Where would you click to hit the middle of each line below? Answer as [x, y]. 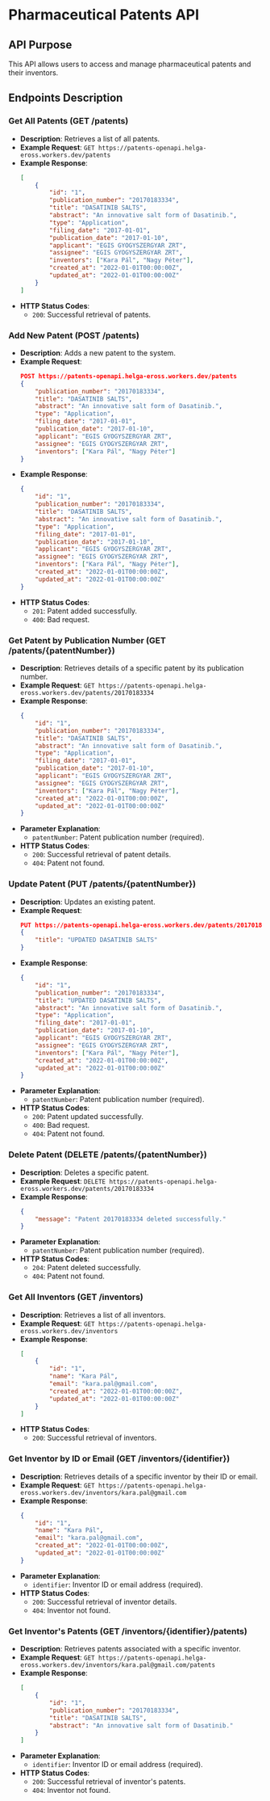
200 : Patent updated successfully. [87, 1117]
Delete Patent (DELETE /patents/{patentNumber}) [108, 1155]
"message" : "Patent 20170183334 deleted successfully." [131, 1219]
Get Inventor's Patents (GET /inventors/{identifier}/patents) [128, 1631]
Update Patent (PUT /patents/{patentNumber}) [102, 884]
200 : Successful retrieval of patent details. [102, 855]
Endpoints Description [66, 98]
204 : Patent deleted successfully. [86, 1268]
